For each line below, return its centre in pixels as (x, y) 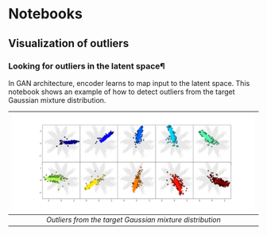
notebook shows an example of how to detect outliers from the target (122, 92)
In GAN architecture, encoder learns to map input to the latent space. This (129, 83)
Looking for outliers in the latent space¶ (87, 66)
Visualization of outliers (69, 43)
